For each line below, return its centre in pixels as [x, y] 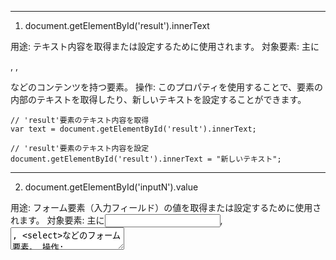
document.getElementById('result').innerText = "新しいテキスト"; [146, 159]
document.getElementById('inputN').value [111, 187]
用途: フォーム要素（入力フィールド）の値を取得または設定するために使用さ [166, 207]
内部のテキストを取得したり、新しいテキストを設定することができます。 [158, 99]
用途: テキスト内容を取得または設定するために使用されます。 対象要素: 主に [165, 46]
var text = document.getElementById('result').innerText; [133, 129]
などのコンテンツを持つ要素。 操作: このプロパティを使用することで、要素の [167, 87]
